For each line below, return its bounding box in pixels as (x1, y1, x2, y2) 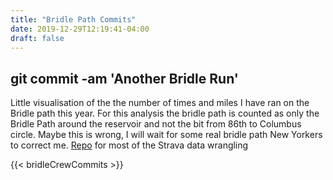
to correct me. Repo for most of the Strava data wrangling (10, 139, 249, 151)
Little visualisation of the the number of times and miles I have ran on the (10, 97, 310, 109)
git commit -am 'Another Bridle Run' (10, 70, 239, 87)
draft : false (10, 33, 65, 43)
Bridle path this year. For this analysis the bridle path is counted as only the (10, 107, 320, 120)
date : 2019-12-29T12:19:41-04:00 (10, 24, 150, 34)
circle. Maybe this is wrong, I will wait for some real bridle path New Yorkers (10, 129, 323, 141)
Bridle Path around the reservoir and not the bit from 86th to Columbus (10, 118, 302, 130)
